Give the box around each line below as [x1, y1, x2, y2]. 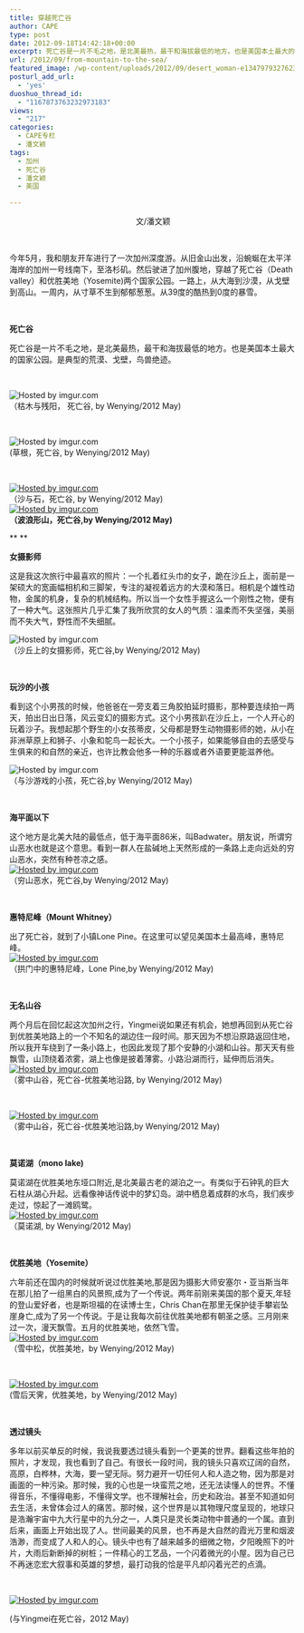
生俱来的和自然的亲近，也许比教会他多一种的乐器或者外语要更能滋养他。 [9, 746, 279, 757]
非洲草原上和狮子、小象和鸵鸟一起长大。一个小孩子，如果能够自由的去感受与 [9, 735, 295, 746]
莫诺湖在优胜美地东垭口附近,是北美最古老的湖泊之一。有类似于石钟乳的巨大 [9, 1177, 290, 1188]
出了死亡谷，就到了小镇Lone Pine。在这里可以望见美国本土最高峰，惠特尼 [9, 931, 285, 942]
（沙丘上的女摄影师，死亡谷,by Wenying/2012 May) [9, 645, 201, 656]
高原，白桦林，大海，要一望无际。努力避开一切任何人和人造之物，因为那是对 [9, 1468, 295, 1479]
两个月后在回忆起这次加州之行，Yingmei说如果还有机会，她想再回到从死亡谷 [9, 1019, 294, 1030]
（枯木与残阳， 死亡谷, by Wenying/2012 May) [9, 401, 182, 412]
